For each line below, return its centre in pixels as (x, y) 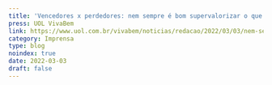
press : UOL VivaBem (41, 23)
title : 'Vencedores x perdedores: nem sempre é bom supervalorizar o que (136, 16)
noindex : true (32, 53)
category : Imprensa (41, 38)
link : (17, 31)
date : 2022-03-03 (38, 62)
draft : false (30, 69)
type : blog (27, 46)
